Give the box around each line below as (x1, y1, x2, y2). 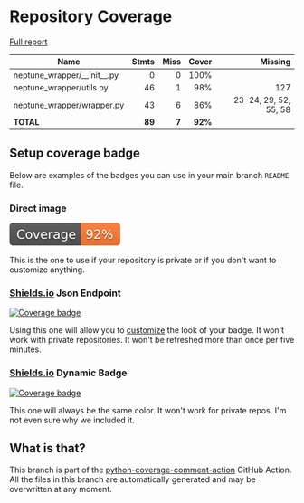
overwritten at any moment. (9, 484, 112, 495)
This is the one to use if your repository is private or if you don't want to (9, 255, 277, 266)
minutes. (9, 344, 43, 355)
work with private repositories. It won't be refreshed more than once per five (9, 335, 295, 346)
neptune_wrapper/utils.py (13, 81, 109, 92)
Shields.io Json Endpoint (9, 287, 122, 299)
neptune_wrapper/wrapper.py (13, 100, 125, 110)
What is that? (9, 441, 86, 456)
